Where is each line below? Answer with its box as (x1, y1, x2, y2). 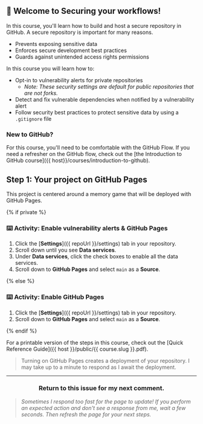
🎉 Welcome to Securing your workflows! (6, 6, 161, 16)
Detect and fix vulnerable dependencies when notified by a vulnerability (14, 96, 195, 103)
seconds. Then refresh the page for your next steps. (21, 411, 152, 418)
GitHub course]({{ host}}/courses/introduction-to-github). (6, 157, 150, 164)
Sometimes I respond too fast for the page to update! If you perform (21, 397, 192, 405)
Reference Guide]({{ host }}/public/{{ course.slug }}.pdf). (6, 345, 149, 353)
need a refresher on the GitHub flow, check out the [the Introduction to (6, 151, 182, 158)
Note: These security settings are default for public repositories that (24, 83, 194, 90)
